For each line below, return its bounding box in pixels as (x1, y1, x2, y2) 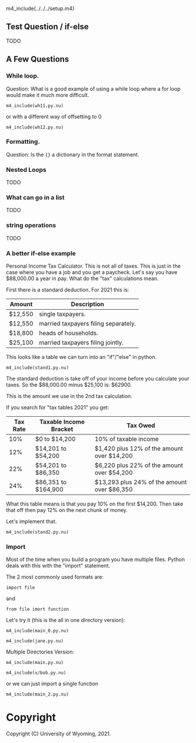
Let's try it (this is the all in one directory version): (6, 617, 125, 624)
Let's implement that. (6, 517, 57, 525)
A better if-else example (6, 249, 76, 257)
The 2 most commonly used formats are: (6, 573, 104, 580)
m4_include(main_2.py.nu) (6, 692, 69, 697)
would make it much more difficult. (6, 91, 89, 98)
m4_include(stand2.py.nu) (6, 529, 69, 535)
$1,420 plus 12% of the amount (94, 444, 183, 452)
